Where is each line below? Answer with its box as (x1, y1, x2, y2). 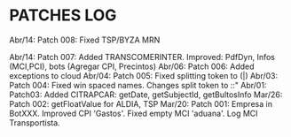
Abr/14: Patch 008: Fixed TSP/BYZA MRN (9, 34, 161, 45)
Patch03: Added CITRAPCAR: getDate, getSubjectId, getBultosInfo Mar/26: (9, 89, 283, 100)
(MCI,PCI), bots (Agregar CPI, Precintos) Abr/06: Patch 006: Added (9, 61, 255, 72)
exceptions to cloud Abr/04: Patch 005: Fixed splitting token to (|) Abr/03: (9, 70, 279, 80)
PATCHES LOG (9, 5, 117, 26)
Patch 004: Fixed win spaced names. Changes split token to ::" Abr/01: (9, 80, 267, 90)
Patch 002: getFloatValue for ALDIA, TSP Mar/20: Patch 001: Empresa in (9, 98, 273, 109)
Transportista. (9, 117, 60, 128)
